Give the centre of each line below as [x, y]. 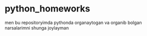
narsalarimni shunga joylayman [37, 27]
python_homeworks [47, 9]
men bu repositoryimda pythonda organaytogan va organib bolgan [73, 22]
